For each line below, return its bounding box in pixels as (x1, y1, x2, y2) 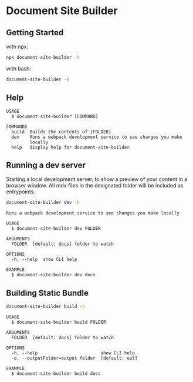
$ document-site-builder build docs (11, 370, 101, 377)
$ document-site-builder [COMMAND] (11, 113, 99, 119)
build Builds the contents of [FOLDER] (11, 129, 111, 135)
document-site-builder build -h (6, 304, 85, 310)
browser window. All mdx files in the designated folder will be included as (6, 182, 184, 189)
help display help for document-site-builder (11, 144, 130, 150)
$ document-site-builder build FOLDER (11, 319, 107, 325)
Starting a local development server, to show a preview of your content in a (6, 176, 188, 183)
